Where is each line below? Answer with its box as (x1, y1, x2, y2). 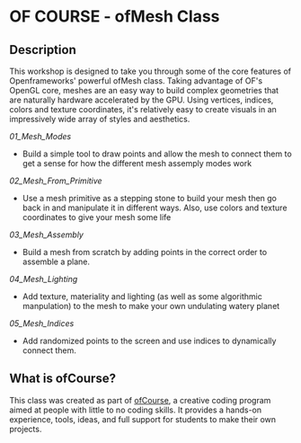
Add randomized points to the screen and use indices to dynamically (22, 335, 277, 346)
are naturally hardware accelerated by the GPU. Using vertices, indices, (9, 94, 274, 105)
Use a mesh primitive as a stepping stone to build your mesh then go (22, 193, 277, 203)
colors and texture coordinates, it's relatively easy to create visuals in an (9, 104, 277, 114)
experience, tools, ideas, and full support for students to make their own (9, 413, 277, 424)
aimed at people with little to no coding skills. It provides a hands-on (9, 404, 262, 415)
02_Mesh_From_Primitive (9, 175, 102, 186)
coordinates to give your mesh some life (22, 212, 172, 222)
